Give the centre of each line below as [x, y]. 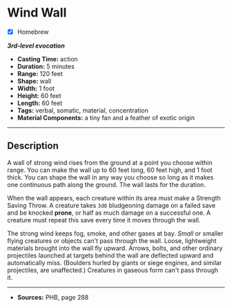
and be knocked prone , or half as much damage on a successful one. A [109, 213]
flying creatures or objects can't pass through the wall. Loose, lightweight [112, 240]
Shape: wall [34, 81]
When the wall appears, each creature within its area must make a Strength [114, 198]
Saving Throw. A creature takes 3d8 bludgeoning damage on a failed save [112, 205]
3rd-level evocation [36, 46]
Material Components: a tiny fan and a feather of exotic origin [106, 118]
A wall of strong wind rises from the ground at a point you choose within [110, 162]
